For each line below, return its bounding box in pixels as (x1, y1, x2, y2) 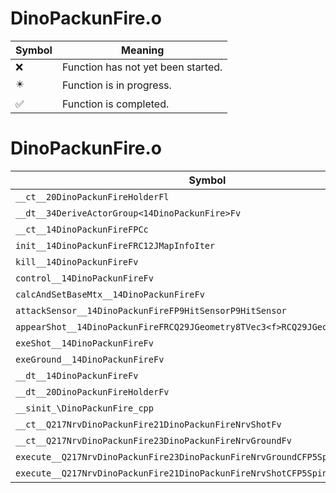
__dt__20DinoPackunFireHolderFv (15, 386, 170, 397)
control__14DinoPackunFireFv (15, 272, 154, 284)
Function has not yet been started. (61, 60, 223, 74)
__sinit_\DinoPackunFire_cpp (15, 402, 154, 414)
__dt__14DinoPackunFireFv (15, 370, 139, 381)
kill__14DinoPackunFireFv (15, 256, 139, 267)
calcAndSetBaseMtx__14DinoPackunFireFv (15, 288, 205, 300)
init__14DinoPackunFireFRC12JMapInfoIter (15, 240, 216, 251)
